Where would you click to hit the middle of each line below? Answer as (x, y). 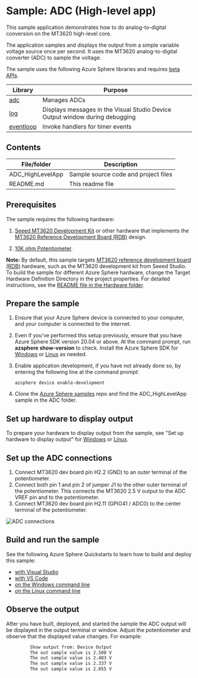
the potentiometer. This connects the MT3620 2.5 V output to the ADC (100, 491)
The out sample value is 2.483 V (71, 658)
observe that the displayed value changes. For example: (74, 636)
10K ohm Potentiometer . (44, 248)
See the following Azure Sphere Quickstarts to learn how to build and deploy (99, 554)
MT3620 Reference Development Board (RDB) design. (80, 237)
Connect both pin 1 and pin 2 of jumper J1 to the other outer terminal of (101, 485)
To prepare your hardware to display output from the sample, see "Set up (95, 433)
